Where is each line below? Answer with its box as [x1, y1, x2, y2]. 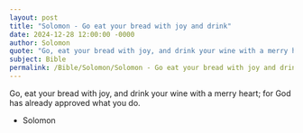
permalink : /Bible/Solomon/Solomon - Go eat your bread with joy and [9, 64, 277, 73]
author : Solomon [9, 38, 70, 48]
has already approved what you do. [9, 97, 142, 108]
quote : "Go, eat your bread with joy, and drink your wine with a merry [9, 47, 289, 56]
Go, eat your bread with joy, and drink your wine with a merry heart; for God [9, 87, 291, 99]
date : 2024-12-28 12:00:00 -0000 [9, 30, 135, 39]
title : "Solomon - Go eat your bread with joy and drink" [9, 22, 232, 31]
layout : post [9, 13, 59, 22]
